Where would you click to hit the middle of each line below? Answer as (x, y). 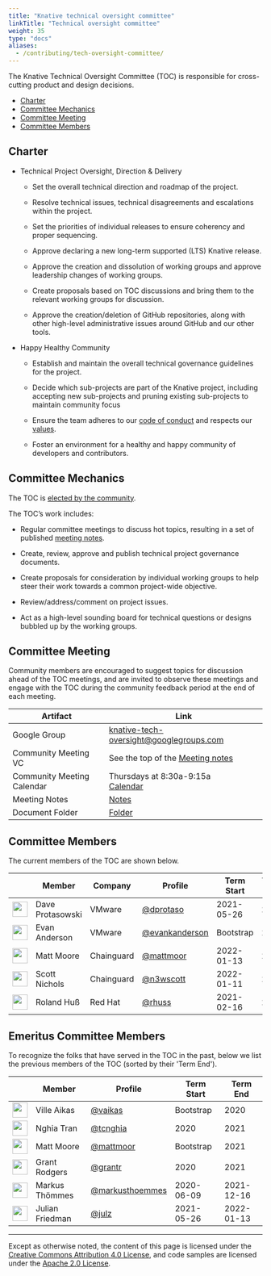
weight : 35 (27, 31)
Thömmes (55, 1195)
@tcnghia (109, 1128)
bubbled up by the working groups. (78, 625)
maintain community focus (76, 404)
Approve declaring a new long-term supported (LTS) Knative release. (147, 250)
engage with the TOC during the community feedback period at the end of (132, 688)
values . (44, 429)
